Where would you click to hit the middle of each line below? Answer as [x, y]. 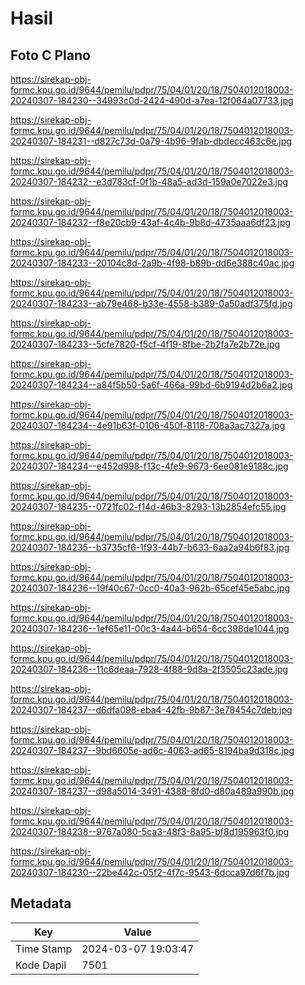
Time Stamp [44, 949]
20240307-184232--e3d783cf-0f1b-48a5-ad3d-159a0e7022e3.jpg [149, 181]
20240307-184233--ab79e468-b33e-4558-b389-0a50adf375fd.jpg [151, 303]
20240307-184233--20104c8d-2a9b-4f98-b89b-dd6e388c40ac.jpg [152, 263]
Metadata [41, 903]
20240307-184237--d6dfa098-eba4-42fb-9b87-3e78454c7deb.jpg [151, 710]
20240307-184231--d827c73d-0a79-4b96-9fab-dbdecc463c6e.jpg [151, 141]
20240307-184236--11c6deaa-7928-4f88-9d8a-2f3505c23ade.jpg [149, 669]
